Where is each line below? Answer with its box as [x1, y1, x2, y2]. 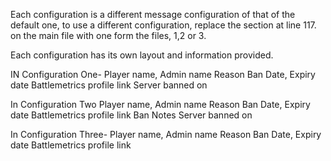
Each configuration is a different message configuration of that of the [10, 9, 296, 20]
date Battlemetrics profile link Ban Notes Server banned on [10, 109, 253, 121]
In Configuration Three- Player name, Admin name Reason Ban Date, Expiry [10, 129, 322, 140]
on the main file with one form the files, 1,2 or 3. [10, 30, 207, 41]
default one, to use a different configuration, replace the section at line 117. [10, 19, 317, 31]
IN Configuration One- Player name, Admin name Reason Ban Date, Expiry [10, 69, 316, 80]
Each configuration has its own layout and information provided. [10, 49, 274, 61]
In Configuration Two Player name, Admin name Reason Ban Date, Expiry [10, 99, 311, 110]
